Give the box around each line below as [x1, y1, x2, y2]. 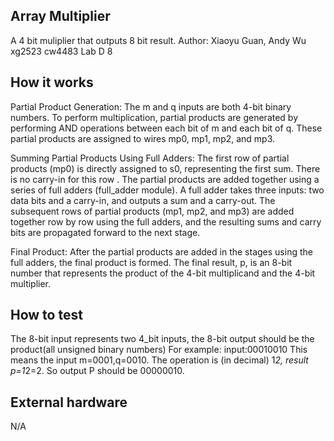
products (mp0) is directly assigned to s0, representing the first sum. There [10, 162, 321, 174]
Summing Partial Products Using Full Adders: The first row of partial [10, 152, 290, 164]
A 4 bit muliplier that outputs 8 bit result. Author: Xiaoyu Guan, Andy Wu [10, 34, 307, 46]
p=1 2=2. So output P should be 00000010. [10, 365, 185, 377]
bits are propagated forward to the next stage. [10, 226, 201, 238]
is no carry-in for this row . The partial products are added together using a [10, 173, 320, 185]
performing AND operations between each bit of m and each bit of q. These [10, 122, 323, 134]
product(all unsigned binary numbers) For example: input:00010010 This [10, 344, 308, 356]
